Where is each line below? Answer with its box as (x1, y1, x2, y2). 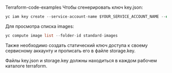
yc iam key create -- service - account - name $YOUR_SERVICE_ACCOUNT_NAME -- (5, 14, 166, 19)
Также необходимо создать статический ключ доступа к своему (5, 42, 148, 48)
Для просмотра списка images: (5, 23, 74, 29)
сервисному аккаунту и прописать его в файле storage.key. (5, 48, 136, 54)
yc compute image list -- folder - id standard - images (5, 33, 118, 38)
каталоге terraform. (5, 63, 48, 69)
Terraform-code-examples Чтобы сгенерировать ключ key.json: (5, 5, 143, 10)
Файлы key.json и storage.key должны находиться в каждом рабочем (5, 57, 157, 63)
